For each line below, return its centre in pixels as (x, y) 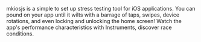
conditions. (20, 34)
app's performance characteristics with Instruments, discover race (89, 27)
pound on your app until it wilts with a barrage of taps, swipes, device (93, 15)
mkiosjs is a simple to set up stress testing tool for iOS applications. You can (101, 9)
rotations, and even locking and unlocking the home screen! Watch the (94, 21)
